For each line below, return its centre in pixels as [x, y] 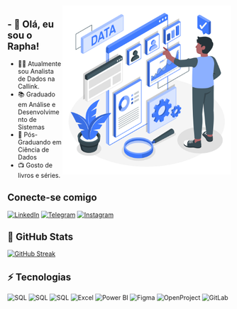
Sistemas [31, 127]
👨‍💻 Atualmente [39, 63]
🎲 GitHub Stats [40, 237]
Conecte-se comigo [52, 197]
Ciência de [33, 150]
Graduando [34, 142]
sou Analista [36, 71]
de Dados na [36, 79]
